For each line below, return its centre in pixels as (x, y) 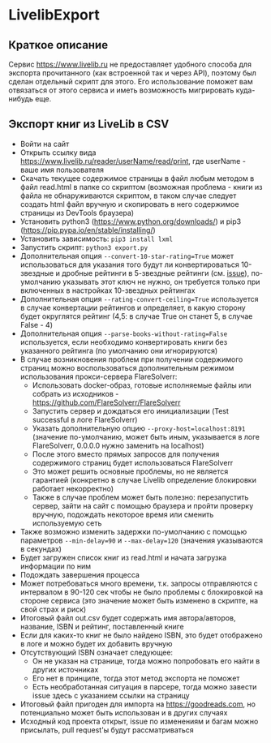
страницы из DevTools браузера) (77, 213)
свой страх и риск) (53, 609)
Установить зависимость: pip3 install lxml (96, 238)
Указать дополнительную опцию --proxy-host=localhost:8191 (139, 428)
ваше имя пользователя (62, 170)
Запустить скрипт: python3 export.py (84, 247)
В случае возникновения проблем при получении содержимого (131, 359)
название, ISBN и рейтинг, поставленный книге (102, 626)
